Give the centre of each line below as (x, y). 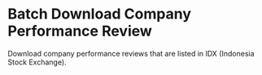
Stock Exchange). (37, 62)
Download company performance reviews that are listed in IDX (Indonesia (131, 53)
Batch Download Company (100, 14)
